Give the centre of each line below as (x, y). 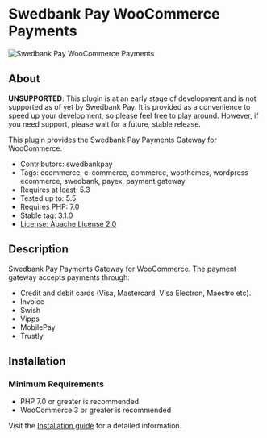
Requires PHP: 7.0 (50, 206)
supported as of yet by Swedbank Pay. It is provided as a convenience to (129, 106)
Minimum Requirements (56, 384)
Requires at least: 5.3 (55, 190)
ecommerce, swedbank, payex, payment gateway (102, 181)
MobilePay (38, 327)
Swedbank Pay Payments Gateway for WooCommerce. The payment (122, 269)
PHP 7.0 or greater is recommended (79, 402)
